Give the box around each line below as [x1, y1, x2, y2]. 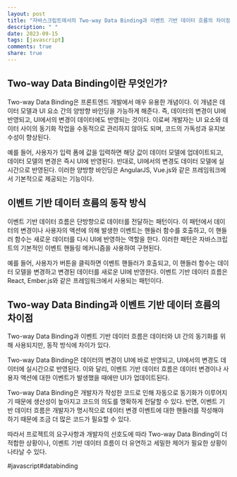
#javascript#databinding [7, 461, 78, 470]
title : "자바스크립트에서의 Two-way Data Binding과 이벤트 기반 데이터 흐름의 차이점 [7, 17, 231, 24]
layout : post [7, 10, 46, 18]
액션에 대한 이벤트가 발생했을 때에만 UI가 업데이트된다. [20, 373, 170, 382]
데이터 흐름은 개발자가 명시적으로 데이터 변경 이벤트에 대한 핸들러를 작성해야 [14, 406, 224, 415]
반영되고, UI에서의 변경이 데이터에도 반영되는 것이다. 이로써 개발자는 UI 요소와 [7, 115, 221, 123]
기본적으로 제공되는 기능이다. [14, 174, 95, 183]
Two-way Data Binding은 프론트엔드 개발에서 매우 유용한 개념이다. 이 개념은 [7, 97, 219, 106]
